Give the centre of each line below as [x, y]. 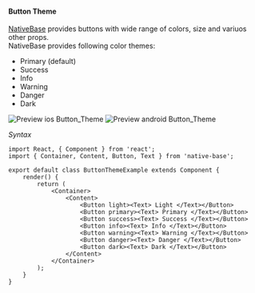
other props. [29, 38]
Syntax [20, 135]
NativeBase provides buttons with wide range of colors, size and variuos [127, 29]
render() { [41, 177]
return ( [52, 184]
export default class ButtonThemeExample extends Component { [114, 170]
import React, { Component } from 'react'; [82, 149]
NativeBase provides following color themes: [82, 46]
